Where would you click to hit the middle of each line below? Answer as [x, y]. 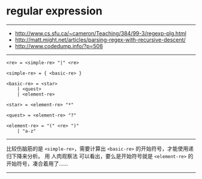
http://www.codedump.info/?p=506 [59, 46]
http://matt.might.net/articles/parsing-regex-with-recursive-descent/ [100, 40]
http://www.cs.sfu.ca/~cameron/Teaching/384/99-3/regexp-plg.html [100, 33]
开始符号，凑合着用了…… [37, 163]
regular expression [54, 11]
